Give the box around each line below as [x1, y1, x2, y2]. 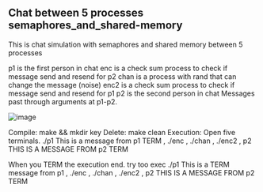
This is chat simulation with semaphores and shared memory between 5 [8, 40, 243, 49]
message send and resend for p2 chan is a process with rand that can [8, 71, 237, 81]
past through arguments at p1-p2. [8, 96, 117, 106]
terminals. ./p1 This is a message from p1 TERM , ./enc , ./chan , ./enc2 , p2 [8, 136, 252, 145]
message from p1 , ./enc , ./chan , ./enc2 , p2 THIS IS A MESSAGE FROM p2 [8, 168, 255, 177]
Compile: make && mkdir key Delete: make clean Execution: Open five [8, 127, 236, 137]
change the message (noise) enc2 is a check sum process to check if [8, 80, 235, 89]
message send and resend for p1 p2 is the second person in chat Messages [8, 88, 255, 98]
